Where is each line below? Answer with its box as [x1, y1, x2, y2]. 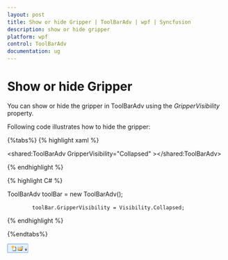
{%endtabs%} [7, 229, 49, 238]
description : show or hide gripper [7, 26, 111, 33]
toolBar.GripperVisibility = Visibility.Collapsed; [32, 204, 186, 211]
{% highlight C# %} [7, 176, 63, 184]
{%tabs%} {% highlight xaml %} [7, 136, 99, 144]
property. [7, 108, 34, 117]
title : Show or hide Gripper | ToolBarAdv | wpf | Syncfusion [7, 18, 191, 26]
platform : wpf [7, 33, 49, 40]
